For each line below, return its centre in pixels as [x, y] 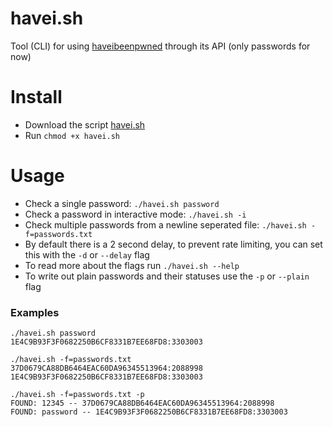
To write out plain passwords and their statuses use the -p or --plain [167, 276]
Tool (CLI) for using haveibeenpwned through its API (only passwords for [160, 46]
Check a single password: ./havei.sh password [122, 203]
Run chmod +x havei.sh [72, 135]
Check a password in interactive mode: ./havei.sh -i [135, 214]
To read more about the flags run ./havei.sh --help [132, 265]
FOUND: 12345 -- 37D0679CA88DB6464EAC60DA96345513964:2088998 [142, 403]
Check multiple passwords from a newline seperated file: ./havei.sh [165, 224]
